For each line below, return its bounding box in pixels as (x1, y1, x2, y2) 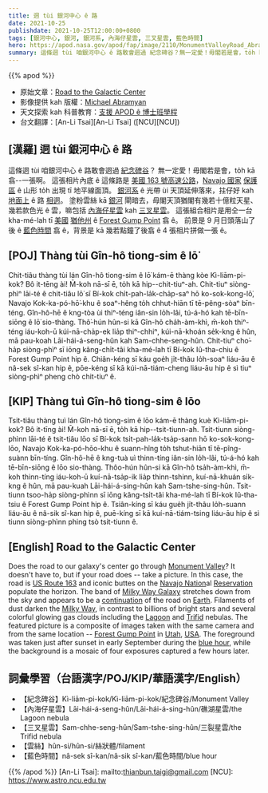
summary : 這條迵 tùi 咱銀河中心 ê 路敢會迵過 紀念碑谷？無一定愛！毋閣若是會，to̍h (8, 49, 256, 57)
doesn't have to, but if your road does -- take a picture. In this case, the (8, 570, 243, 580)
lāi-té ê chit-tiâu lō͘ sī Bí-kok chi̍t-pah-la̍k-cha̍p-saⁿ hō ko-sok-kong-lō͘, (23, 288, 255, 298)
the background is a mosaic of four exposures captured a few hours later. (8, 646, 250, 656)
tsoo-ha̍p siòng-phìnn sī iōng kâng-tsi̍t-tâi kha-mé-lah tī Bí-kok (26, 490, 234, 500)
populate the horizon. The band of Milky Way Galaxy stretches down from (8, 587, 251, 597)
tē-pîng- (214, 444, 242, 454)
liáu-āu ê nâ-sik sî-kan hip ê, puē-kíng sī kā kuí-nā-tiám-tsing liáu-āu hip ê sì (8, 509, 260, 518)
